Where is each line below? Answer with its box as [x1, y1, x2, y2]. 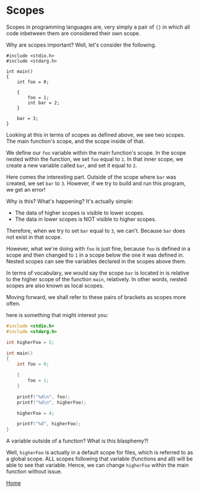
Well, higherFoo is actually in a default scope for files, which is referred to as [6, 449, 194, 456]
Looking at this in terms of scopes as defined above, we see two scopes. [6, 131, 186, 138]
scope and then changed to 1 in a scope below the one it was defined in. [6, 251, 185, 259]
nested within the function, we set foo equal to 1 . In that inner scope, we [6, 155, 184, 162]
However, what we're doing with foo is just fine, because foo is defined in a [6, 245, 191, 252]
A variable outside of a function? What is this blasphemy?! [6, 437, 149, 445]
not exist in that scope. [6, 233, 63, 241]
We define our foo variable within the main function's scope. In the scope [6, 149, 186, 156]
